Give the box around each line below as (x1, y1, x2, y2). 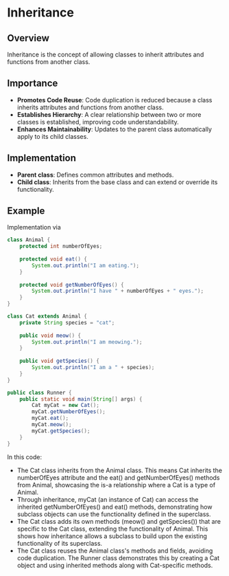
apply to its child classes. (16, 132, 89, 140)
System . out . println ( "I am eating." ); (32, 262, 139, 269)
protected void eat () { (19, 256, 88, 263)
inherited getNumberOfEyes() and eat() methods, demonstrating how (16, 502, 213, 511)
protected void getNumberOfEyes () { (19, 281, 125, 288)
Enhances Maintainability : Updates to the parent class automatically (16, 125, 213, 133)
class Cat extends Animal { (7, 313, 88, 320)
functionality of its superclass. (16, 539, 103, 547)
